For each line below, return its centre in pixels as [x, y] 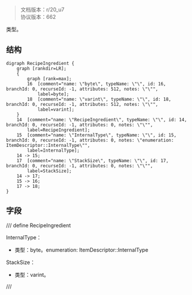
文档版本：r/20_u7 [42, 10]
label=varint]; [56, 109]
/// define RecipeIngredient [39, 225]
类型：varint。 [32, 275]
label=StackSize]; [49, 171]
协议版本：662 [38, 17]
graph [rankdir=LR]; [42, 68]
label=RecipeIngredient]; [59, 130]
